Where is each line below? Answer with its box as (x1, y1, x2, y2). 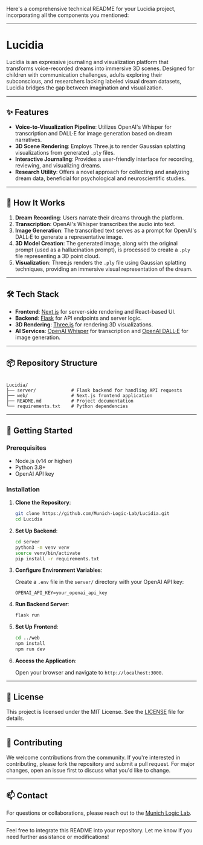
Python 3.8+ (14, 464, 47, 471)
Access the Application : (14, 657, 77, 664)
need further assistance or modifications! (6, 834, 109, 841)
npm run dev (14, 646, 45, 652)
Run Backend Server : (14, 601, 69, 608)
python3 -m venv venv (14, 544, 70, 551)
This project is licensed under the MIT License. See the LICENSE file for (6, 708, 185, 715)
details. (6, 714, 25, 722)
